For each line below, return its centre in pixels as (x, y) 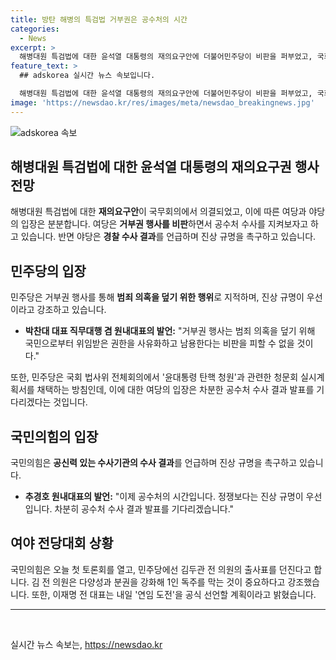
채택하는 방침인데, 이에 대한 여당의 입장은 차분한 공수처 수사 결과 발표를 (175, 390)
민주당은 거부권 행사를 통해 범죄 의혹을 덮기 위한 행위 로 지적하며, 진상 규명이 (157, 297)
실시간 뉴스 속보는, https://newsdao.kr (86, 644)
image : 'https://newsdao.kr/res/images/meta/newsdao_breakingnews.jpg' (162, 102)
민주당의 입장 (48, 271)
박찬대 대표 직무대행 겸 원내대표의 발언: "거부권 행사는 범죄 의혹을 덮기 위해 (170, 331)
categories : (35, 29)
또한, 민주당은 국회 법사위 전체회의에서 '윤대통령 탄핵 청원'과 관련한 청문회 (154, 377)
